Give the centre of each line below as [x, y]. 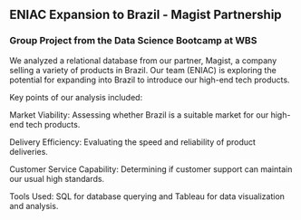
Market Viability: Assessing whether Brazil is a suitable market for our [139, 115]
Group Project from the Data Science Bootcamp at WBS [133, 41]
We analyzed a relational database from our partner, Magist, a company [143, 60]
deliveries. [29, 151]
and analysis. [34, 206]
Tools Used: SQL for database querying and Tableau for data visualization [147, 196]
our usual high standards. [57, 178]
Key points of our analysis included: [76, 97]
